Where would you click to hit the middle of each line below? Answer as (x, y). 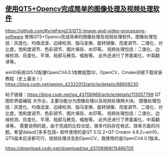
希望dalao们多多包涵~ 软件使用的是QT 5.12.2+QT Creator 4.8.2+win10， (87, 132)
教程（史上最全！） (25, 78)
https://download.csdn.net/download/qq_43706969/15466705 (69, 148)
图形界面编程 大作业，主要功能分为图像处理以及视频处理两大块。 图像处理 (81, 100)
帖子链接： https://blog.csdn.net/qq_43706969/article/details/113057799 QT (83, 94)
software (14, 36)
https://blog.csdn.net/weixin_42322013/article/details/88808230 (72, 84)
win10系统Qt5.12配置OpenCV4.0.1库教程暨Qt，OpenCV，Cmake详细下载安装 (84, 72)
